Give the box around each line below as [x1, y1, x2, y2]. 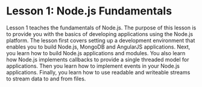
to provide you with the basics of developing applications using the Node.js [6, 30, 194, 37]
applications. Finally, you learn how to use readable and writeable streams [6, 68, 191, 76]
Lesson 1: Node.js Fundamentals [6, 4, 172, 18]
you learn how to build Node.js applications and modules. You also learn [6, 49, 186, 56]
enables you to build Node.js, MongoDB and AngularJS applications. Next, [6, 43, 191, 50]
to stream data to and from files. [6, 75, 86, 82]
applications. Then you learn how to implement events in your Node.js [6, 62, 180, 70]
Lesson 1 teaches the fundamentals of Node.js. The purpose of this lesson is [6, 24, 197, 31]
